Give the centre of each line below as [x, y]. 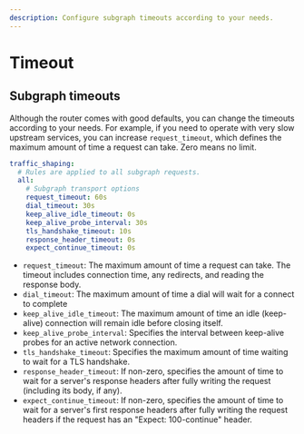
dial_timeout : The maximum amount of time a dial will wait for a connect [158, 294]
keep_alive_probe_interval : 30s [87, 222]
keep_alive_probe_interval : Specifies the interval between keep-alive [153, 333]
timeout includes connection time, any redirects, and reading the [143, 275]
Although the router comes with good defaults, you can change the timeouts [152, 118]
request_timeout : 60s [66, 197]
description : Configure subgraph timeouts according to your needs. [142, 18]
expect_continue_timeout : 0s [81, 248]
